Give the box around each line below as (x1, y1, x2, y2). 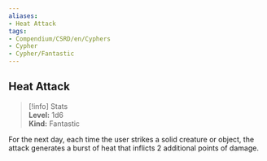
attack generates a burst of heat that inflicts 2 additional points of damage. (8, 143, 259, 153)
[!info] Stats (28, 101, 68, 111)
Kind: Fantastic (28, 119, 80, 128)
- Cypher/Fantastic (8, 50, 75, 58)
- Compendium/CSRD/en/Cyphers (8, 34, 112, 43)
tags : (8, 27, 27, 35)
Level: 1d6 (28, 110, 63, 120)
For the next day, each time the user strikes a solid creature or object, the (8, 134, 255, 144)
